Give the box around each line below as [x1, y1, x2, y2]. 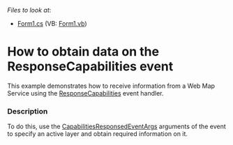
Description [7, 106, 48, 116]
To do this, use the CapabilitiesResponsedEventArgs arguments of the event [7, 122, 226, 131]
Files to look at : [7, 6, 52, 14]
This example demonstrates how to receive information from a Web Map [7, 82, 215, 90]
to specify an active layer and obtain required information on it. [7, 130, 188, 138]
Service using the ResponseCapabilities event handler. [7, 89, 164, 97]
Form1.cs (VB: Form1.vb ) [17, 20, 87, 27]
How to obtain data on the [7, 44, 159, 60]
